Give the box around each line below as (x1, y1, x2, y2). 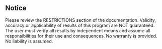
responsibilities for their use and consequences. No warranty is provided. (5, 33, 157, 39)
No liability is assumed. (5, 38, 53, 44)
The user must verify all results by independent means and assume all (5, 27, 150, 34)
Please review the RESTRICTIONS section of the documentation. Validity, (5, 17, 156, 23)
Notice (5, 4, 27, 12)
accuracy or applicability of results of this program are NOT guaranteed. (5, 22, 155, 28)
